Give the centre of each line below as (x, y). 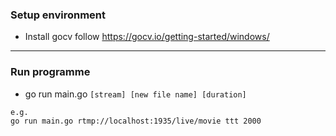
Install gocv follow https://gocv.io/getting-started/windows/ (147, 37)
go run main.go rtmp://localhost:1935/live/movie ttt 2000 (136, 121)
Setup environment (58, 15)
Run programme (50, 72)
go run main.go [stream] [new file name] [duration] (135, 94)
